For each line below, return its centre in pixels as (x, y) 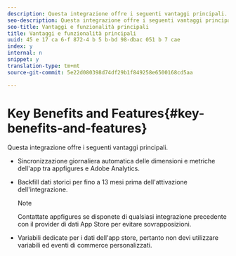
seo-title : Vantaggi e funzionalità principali (78, 27)
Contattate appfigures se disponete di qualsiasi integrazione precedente (122, 217)
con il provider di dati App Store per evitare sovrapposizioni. (104, 224)
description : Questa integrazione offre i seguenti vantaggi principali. (118, 14)
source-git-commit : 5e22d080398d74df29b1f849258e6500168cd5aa (100, 72)
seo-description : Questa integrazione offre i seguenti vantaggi (105, 20)
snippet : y (23, 60)
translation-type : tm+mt (44, 66)
